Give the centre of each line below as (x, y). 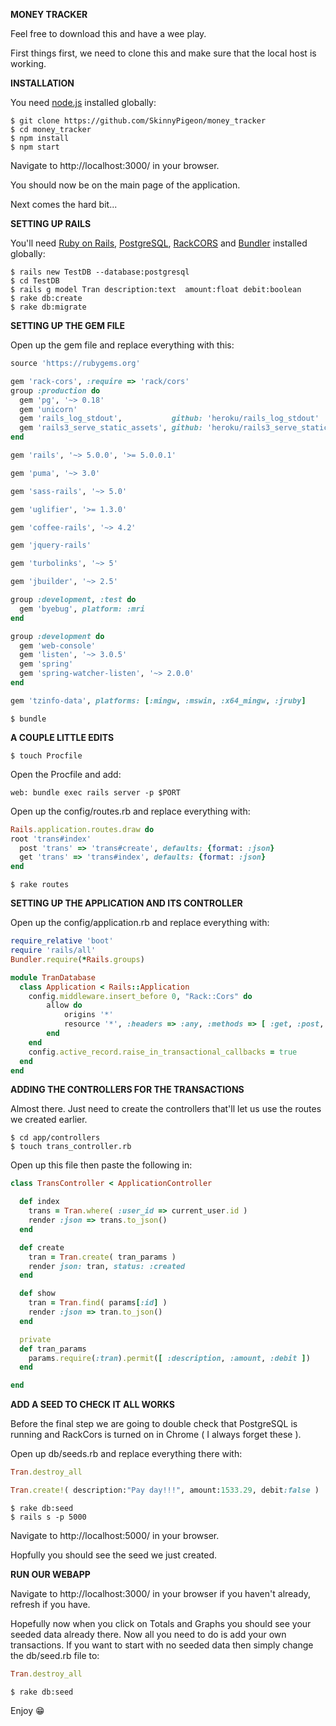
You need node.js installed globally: (83, 102)
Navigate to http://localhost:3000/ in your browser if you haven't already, (161, 1593)
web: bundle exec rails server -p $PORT (96, 792)
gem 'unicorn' (48, 409)
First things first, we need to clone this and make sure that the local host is (163, 53)
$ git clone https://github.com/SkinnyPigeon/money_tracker (138, 121)
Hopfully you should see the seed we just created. (114, 1555)
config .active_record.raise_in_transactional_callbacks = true (163, 1052)
